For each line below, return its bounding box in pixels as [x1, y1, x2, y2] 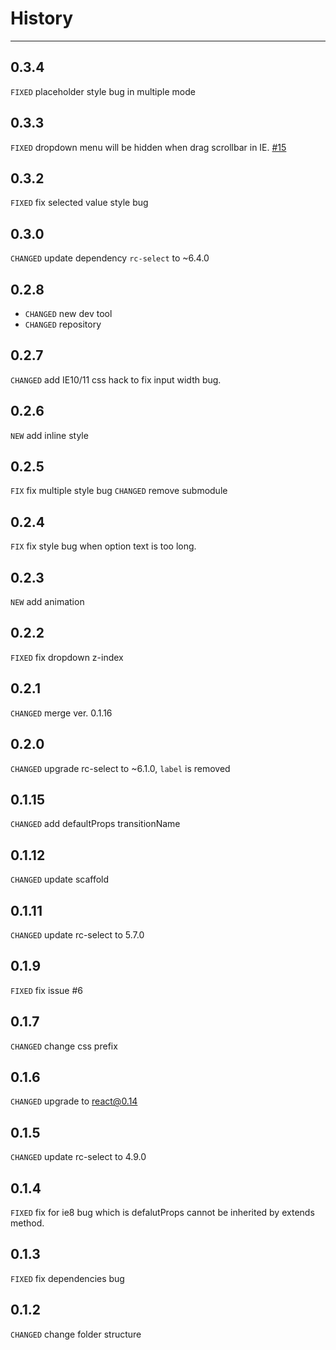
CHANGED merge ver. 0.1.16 [10, 707, 113, 719]
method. [10, 1217, 45, 1229]
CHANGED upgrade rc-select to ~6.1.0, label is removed [10, 762, 231, 774]
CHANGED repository [24, 318, 102, 330]
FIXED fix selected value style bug [10, 197, 149, 209]
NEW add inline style [10, 429, 89, 441]
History [10, 7, 74, 30]
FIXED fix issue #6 [10, 984, 83, 996]
